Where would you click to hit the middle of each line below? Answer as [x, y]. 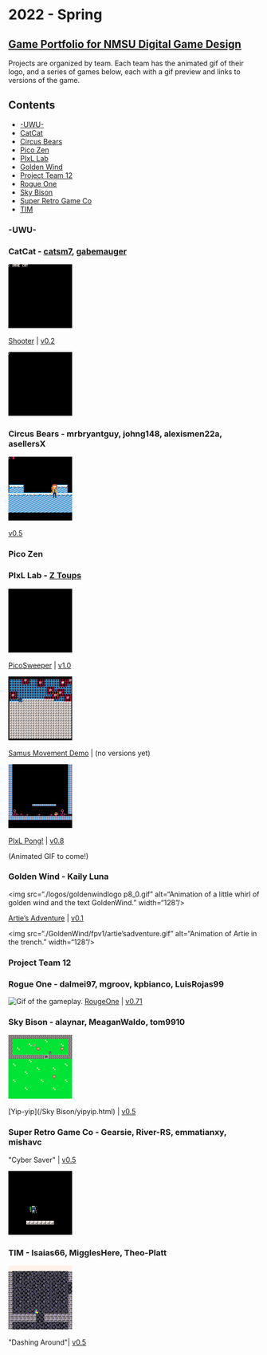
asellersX [27, 443]
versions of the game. [44, 80]
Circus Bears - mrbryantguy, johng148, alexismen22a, [115, 434]
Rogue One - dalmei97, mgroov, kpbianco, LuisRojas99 [116, 984]
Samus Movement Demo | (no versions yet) [79, 753]
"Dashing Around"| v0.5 [47, 1342]
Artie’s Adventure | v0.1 [46, 918]
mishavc [25, 1142]
